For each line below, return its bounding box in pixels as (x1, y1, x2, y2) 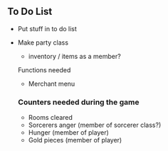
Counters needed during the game (17, 97, 140, 107)
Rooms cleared (28, 113, 73, 122)
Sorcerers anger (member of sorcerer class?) (28, 121, 162, 130)
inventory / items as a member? (28, 52, 121, 60)
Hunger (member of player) (28, 128, 109, 137)
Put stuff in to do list (17, 24, 77, 33)
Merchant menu (28, 79, 75, 88)
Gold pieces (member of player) (28, 136, 122, 145)
